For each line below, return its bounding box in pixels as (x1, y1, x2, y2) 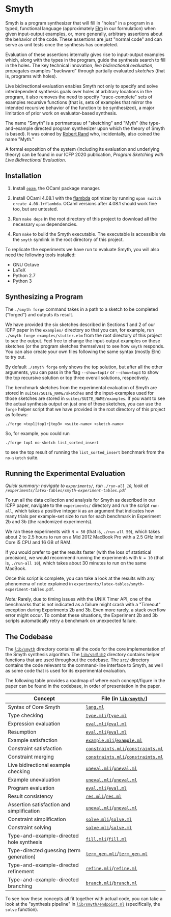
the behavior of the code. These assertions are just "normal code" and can (5, 36, 162, 42)
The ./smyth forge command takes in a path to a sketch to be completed (5, 306, 158, 312)
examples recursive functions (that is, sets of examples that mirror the (5, 99, 153, 105)
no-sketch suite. (5, 454, 39, 461)
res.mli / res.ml (85, 793, 122, 800)
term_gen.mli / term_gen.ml (85, 850, 148, 857)
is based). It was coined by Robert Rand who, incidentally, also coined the (5, 130, 160, 137)
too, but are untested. (12, 206, 59, 212)
